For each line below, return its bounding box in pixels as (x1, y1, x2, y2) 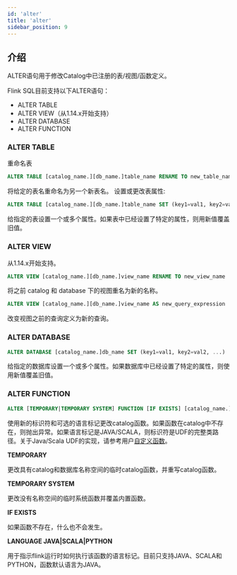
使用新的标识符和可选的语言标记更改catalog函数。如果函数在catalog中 (7, 419, 212, 427)
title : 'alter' (7, 17, 52, 24)
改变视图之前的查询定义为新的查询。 (7, 314, 113, 323)
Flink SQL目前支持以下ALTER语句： (7, 86, 110, 95)
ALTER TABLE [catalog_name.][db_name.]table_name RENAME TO (7, 173, 188, 180)
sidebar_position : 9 (7, 23, 68, 30)
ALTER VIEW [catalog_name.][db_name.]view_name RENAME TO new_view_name (7, 273, 226, 280)
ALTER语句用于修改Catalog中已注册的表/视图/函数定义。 (7, 71, 171, 80)
